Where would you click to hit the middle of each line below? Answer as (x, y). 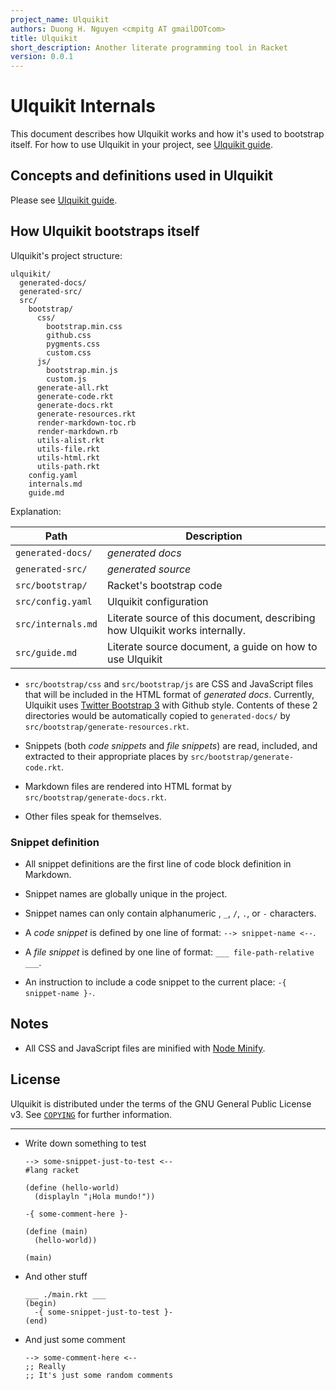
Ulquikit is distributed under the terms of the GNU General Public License (161, 1103)
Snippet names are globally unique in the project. (126, 893)
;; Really (45, 1366)
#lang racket (52, 1170)
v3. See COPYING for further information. (91, 1114)
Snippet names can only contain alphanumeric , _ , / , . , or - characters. (170, 913)
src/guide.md (46, 652)
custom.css (69, 352)
